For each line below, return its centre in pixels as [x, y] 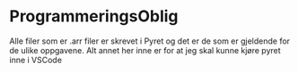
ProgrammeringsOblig [94, 16]
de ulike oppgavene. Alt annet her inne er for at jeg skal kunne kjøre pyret [145, 50]
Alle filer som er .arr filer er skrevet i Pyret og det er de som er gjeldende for [149, 41]
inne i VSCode [36, 60]
